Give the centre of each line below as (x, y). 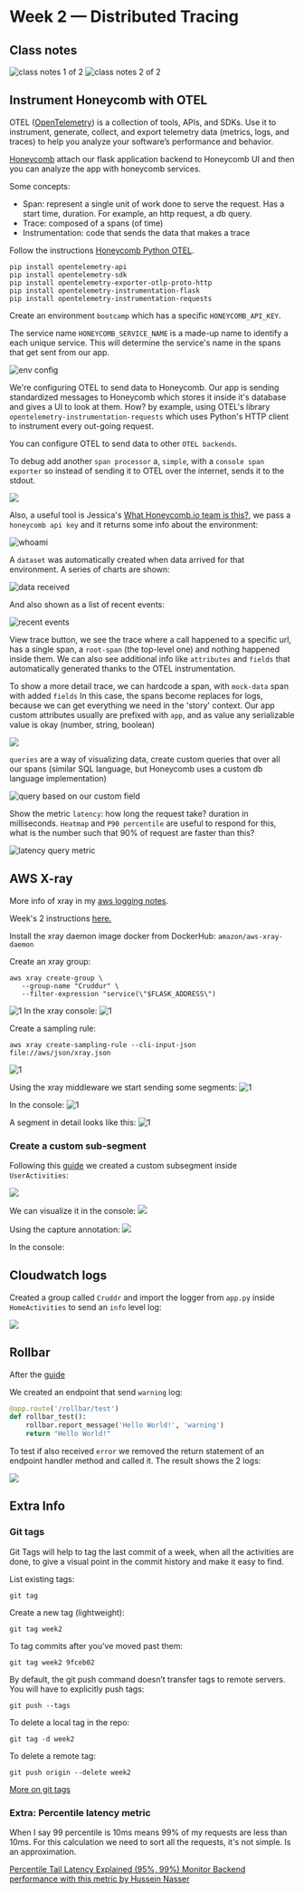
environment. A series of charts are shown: (90, 569)
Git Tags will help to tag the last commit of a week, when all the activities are (152, 1551)
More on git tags (40, 1789)
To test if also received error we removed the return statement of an (137, 1451)
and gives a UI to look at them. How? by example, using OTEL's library (140, 406)
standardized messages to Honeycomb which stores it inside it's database (148, 397)
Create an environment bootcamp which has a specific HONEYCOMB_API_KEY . (146, 315)
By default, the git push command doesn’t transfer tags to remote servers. (147, 1679)
